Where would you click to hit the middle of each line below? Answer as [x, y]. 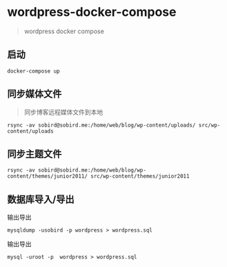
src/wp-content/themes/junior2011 [140, 176]
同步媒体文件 [34, 94]
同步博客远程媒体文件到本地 [63, 112]
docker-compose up [33, 71]
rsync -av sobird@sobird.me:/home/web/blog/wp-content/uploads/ [101, 125]
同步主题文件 [34, 154]
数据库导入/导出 [41, 199]
